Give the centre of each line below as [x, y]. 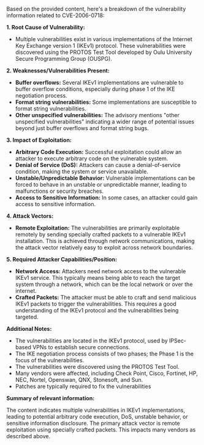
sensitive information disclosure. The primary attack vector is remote [93, 423]
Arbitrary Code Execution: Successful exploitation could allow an [98, 152]
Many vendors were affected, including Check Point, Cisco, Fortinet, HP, [106, 373]
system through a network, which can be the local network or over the [104, 284]
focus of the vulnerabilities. [50, 360]
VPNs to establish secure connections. [81, 347]
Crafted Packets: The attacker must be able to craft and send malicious [106, 297]
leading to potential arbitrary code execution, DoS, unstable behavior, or [97, 416]
